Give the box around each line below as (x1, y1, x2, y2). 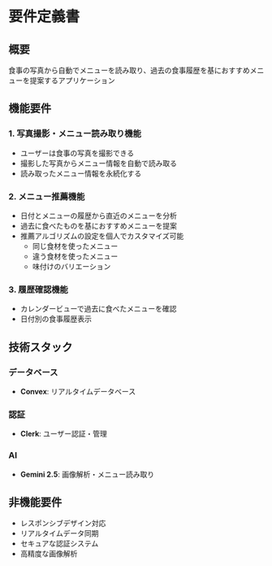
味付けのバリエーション (32, 261, 111, 271)
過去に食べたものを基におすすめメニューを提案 (19, 220, 177, 230)
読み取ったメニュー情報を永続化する (19, 168, 142, 178)
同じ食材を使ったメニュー (32, 241, 119, 250)
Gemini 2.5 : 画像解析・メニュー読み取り (19, 469, 155, 479)
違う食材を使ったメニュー (32, 251, 119, 261)
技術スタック (8, 340, 73, 354)
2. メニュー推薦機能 (8, 190, 85, 202)
